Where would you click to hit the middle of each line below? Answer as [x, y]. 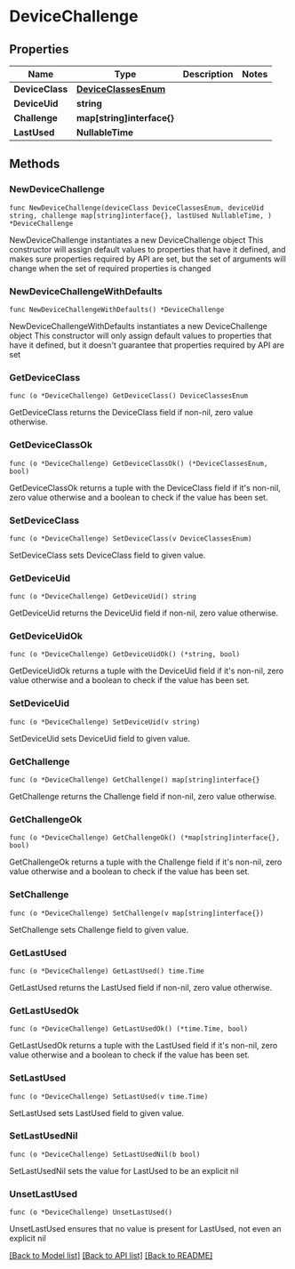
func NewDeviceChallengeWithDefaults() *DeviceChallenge [117, 309]
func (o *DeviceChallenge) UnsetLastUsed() [91, 1213]
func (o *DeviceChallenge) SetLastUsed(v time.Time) [109, 1096]
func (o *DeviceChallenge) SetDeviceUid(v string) [105, 722]
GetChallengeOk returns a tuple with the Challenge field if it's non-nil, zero [146, 862]
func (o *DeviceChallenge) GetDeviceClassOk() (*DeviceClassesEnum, [139, 463]
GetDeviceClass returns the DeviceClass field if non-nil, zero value [131, 413]
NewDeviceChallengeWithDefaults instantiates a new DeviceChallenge [139, 325]
